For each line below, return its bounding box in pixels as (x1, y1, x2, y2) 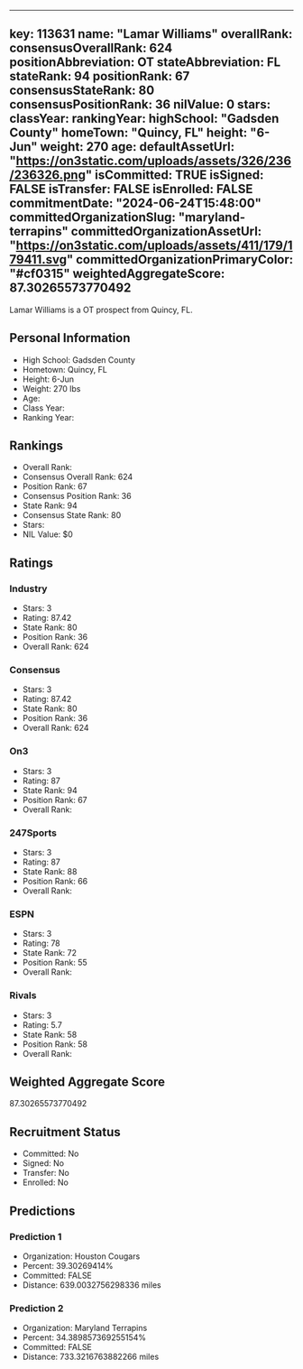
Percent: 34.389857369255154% (22, 1332, 147, 1343)
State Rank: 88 (22, 866, 78, 877)
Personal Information (9, 330, 131, 346)
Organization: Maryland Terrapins (22, 1323, 148, 1334)
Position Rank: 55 (22, 957, 87, 968)
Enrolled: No (22, 1177, 69, 1188)
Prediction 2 (9, 1301, 64, 1314)
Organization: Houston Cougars (22, 1251, 141, 1262)
